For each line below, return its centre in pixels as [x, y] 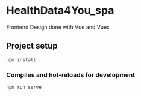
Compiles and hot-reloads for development [71, 74]
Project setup [32, 46]
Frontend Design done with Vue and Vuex [58, 27]
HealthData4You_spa [60, 10]
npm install [21, 60]
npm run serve [24, 88]
